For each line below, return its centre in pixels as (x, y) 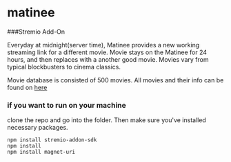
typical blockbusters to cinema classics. (64, 67)
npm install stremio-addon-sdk (52, 140)
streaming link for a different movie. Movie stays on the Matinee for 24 (107, 52)
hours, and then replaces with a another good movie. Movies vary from (108, 59)
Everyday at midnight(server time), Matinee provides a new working (103, 45)
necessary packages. (38, 128)
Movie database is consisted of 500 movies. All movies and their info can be (115, 80)
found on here (27, 87)
